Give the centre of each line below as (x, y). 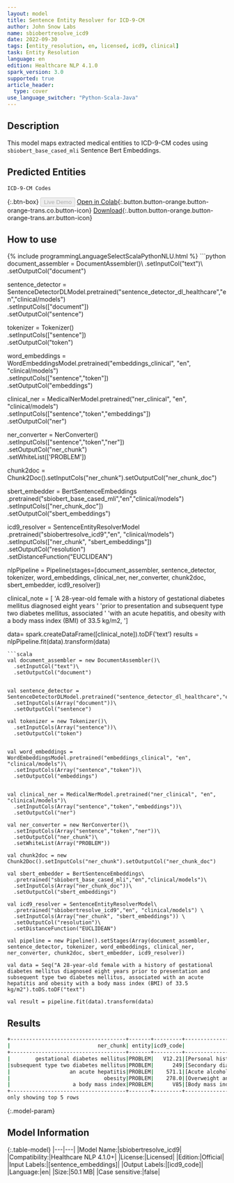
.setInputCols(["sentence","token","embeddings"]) (79, 414)
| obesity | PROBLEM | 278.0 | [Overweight (113, 1078)
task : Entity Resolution (43, 53)
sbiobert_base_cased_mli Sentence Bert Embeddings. (84, 150)
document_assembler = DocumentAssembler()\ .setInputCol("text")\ (105, 264)
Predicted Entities (47, 172)
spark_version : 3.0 (36, 72)
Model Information (48, 1133)
